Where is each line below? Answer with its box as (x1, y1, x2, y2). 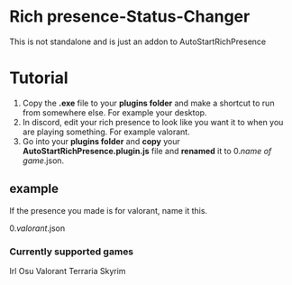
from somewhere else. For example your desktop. (22, 106, 207, 118)
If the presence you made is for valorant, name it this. (9, 205, 208, 216)
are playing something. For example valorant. (22, 126, 191, 137)
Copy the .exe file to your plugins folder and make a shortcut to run (22, 97, 275, 108)
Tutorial (9, 68, 69, 88)
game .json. (22, 155, 65, 166)
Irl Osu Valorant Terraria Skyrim (9, 265, 126, 276)
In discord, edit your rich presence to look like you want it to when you (22, 116, 284, 127)
